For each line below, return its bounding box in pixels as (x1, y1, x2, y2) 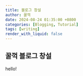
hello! (5, 65, 17, 72)
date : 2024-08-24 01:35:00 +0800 (5, 17, 76, 22)
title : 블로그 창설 (5, 7, 41, 13)
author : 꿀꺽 (5, 12, 31, 17)
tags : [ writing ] (5, 27, 40, 32)
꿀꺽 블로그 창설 (5, 52, 52, 61)
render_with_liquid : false (5, 31, 63, 36)
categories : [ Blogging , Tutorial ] (5, 22, 79, 27)
